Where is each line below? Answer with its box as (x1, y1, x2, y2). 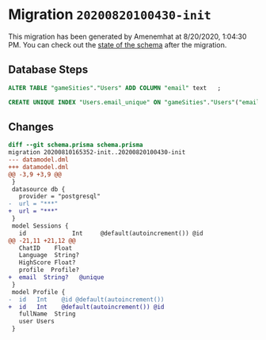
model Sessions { (11, 221, 69, 230)
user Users (18, 318, 55, 326)
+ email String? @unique (8, 274, 104, 281)
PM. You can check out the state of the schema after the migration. (8, 40, 227, 49)
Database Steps (8, 63, 89, 77)
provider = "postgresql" (18, 192, 101, 201)
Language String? (18, 251, 80, 259)
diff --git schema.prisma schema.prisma (8, 141, 144, 149)
